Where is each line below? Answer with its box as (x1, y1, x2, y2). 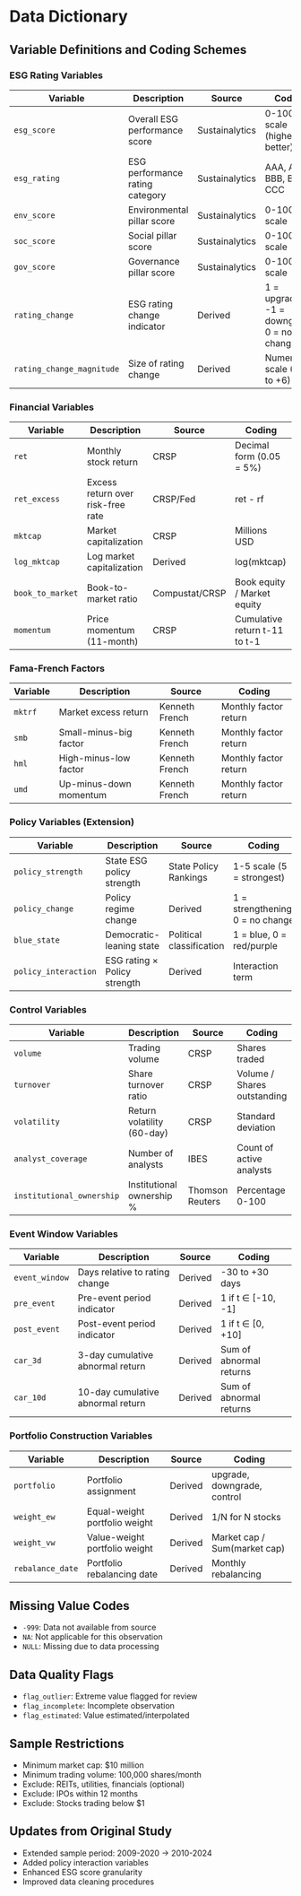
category (128, 188, 167, 201)
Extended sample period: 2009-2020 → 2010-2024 (21, 1848, 212, 1858)
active (236, 1152, 262, 1165)
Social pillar (128, 229, 177, 241)
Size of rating (128, 357, 185, 370)
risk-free (86, 499, 125, 511)
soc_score (13, 236, 56, 246)
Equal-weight (86, 1505, 145, 1518)
